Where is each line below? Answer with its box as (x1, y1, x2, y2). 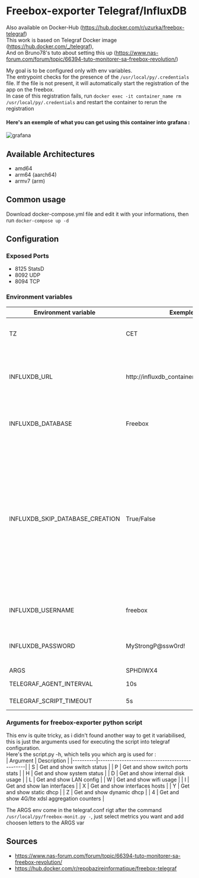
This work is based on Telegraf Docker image (6, 36, 117, 43)
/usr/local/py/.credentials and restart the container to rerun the (6, 98, 167, 105)
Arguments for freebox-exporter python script (6, 718, 143, 726)
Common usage (6, 195, 66, 205)
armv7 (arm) (14, 177, 46, 184)
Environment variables (6, 293, 73, 301)
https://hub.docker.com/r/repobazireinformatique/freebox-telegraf (14, 864, 177, 872)
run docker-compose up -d (6, 217, 69, 224)
